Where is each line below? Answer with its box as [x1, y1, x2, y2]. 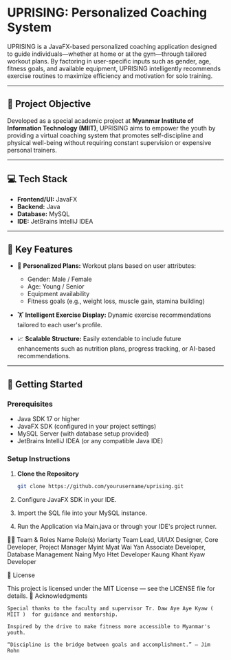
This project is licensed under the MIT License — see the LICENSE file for [7, 585, 215, 593]
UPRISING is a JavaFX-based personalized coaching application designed [7, 42, 217, 50]
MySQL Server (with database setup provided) [16, 429, 149, 438]
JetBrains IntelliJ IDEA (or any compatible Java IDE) [16, 437, 164, 445]
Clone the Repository [16, 469, 79, 478]
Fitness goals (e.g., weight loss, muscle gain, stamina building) [27, 297, 205, 305]
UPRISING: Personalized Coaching [7, 5, 208, 21]
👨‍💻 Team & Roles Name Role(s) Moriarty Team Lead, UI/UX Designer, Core [7, 536, 219, 544]
